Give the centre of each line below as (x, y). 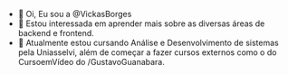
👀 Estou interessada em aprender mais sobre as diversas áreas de (141, 23)
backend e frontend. (56, 33)
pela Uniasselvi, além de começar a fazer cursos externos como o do (147, 52)
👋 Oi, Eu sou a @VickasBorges (75, 14)
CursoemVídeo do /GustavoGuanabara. (91, 62)
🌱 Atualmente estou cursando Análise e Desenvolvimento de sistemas (148, 42)
